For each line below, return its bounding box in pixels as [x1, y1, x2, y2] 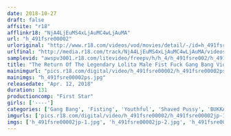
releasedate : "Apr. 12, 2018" [7, 80, 94, 87]
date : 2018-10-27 [7, 10, 57, 17]
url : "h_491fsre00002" [7, 36, 72, 43]
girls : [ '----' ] [7, 100, 54, 106]
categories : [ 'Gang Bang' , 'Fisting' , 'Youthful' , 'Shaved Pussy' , [7, 106, 205, 113]
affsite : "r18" [7, 23, 51, 30]
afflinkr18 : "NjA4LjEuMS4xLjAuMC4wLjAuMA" [7, 29, 131, 36]
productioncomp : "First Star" [7, 93, 94, 100]
